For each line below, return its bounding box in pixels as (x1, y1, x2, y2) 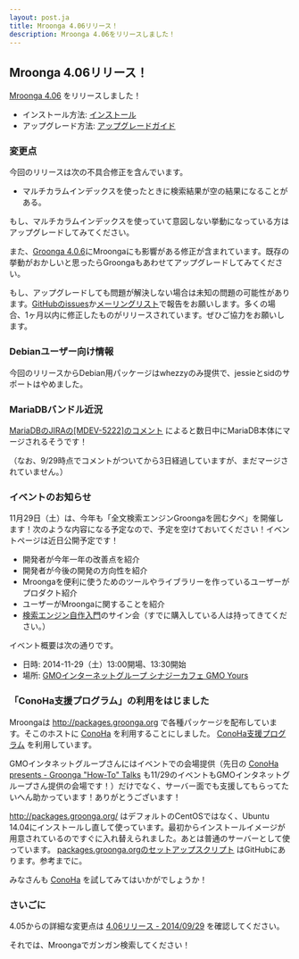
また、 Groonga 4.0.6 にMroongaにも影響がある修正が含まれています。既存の (9, 246, 290, 257)
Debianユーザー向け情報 (9, 346, 114, 358)
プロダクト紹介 (21, 588, 78, 598)
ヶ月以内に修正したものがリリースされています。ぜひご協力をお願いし (28, 310, 286, 321)
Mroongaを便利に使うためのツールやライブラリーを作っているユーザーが (21, 577, 290, 588)
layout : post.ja (9, 13, 70, 22)
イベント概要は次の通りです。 (9, 640, 119, 651)
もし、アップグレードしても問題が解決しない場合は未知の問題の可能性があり (9, 288, 290, 298)
